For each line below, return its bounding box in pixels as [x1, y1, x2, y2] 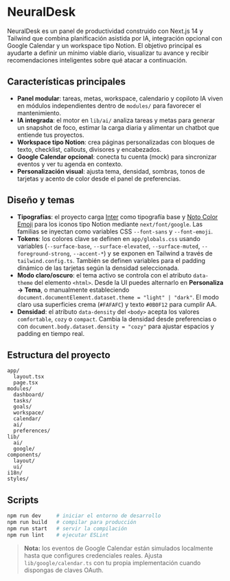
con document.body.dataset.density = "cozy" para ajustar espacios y [16, 322, 214, 330]
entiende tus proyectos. [16, 130, 84, 139]
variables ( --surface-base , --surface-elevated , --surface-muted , [16, 242, 200, 250]
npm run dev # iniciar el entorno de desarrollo [7, 512, 161, 519]
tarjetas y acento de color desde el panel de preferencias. [16, 174, 181, 183]
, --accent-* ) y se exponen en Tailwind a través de [69, 249, 213, 258]
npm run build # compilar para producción [7, 519, 137, 526]
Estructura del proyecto [7, 349, 111, 361]
